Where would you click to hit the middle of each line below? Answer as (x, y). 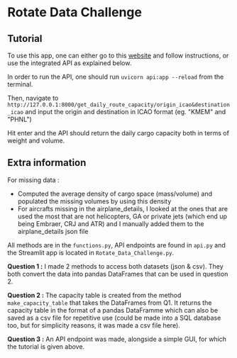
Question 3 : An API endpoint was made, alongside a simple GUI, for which (117, 339)
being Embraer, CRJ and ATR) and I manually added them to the (111, 223)
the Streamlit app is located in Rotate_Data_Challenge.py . (91, 252)
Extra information (47, 163)
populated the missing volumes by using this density (94, 201)
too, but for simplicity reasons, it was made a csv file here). (94, 325)
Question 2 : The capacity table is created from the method (94, 295)
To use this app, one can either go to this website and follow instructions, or (118, 55)
